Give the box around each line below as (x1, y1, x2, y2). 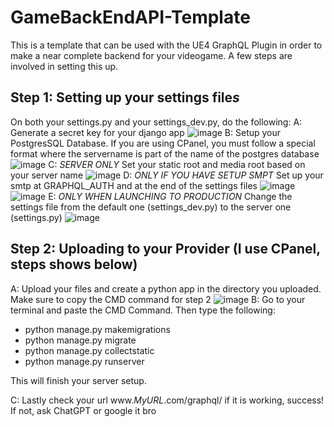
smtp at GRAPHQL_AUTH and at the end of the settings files (10, 179, 258, 191)
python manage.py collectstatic (24, 344, 155, 356)
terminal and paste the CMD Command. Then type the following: (10, 304, 276, 316)
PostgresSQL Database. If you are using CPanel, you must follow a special (10, 137, 316, 149)
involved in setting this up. (10, 60, 119, 72)
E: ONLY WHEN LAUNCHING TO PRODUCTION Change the (48, 190, 293, 202)
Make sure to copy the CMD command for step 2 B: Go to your (10, 293, 306, 305)
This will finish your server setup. (10, 374, 147, 386)
